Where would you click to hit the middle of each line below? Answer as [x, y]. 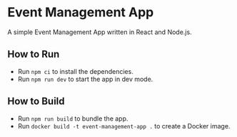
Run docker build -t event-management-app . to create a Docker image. [124, 126]
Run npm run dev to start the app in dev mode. [85, 79]
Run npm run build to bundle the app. [73, 119]
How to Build [36, 101]
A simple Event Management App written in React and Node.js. [100, 32]
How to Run [34, 54]
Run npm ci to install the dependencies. [75, 71]
